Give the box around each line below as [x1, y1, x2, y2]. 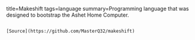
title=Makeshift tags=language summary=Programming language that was [6, 5, 190, 12]
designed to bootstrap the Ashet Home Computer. [6, 11, 130, 19]
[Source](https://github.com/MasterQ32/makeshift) [6, 28, 135, 34]
